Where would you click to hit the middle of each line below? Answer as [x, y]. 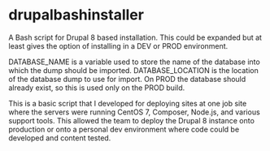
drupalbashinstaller [76, 15]
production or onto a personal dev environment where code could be [124, 129]
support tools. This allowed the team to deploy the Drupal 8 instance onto [131, 120]
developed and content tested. [60, 138]
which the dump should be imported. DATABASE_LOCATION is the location [133, 70]
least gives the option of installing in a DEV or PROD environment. [118, 45]
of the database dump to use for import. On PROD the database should [127, 79]
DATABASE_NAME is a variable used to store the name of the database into [134, 62]
